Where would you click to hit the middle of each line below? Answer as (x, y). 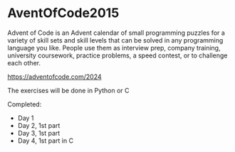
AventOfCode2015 (63, 13)
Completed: (25, 104)
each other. (24, 63)
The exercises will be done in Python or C (68, 90)
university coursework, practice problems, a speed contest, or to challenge (117, 55)
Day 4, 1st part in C (45, 141)
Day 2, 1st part (39, 125)
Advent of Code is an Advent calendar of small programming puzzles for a (116, 33)
